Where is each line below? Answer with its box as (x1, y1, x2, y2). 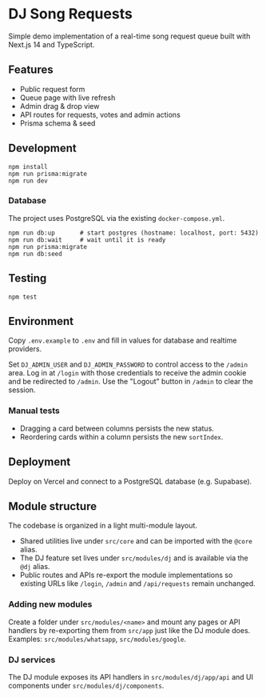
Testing (8, 271, 47, 285)
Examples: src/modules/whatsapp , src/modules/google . (8, 634, 186, 644)
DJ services (8, 654, 56, 665)
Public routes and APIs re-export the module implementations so (19, 570, 233, 580)
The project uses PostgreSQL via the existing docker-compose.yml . (8, 213, 225, 223)
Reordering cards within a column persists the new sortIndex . (19, 431, 224, 441)
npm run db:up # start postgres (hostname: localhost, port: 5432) (8, 229, 260, 237)
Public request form (19, 84, 85, 94)
